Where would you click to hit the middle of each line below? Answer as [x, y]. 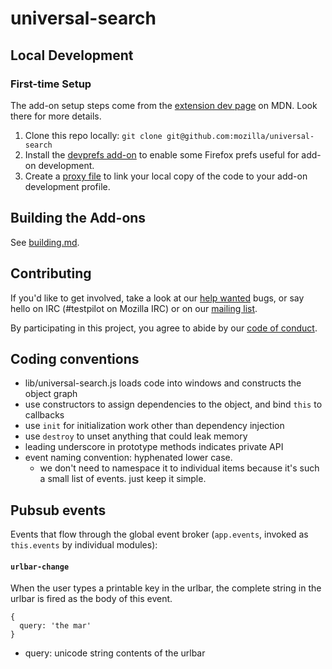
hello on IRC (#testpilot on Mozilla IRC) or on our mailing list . [134, 308]
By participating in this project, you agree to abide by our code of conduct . [164, 328]
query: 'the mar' [55, 626]
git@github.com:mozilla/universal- [240, 136]
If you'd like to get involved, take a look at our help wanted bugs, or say [157, 298]
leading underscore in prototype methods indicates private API [154, 447]
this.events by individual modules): [84, 545]
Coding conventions [75, 358]
